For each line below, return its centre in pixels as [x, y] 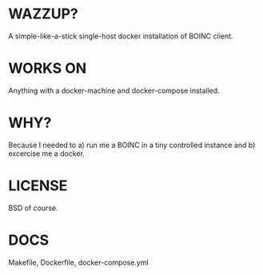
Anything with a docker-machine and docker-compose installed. [114, 90]
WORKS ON [48, 68]
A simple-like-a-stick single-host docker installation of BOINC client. [121, 36]
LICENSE [38, 185]
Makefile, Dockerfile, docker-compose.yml [79, 262]
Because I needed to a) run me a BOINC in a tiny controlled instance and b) [132, 145]
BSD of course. [33, 208]
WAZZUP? [43, 14]
